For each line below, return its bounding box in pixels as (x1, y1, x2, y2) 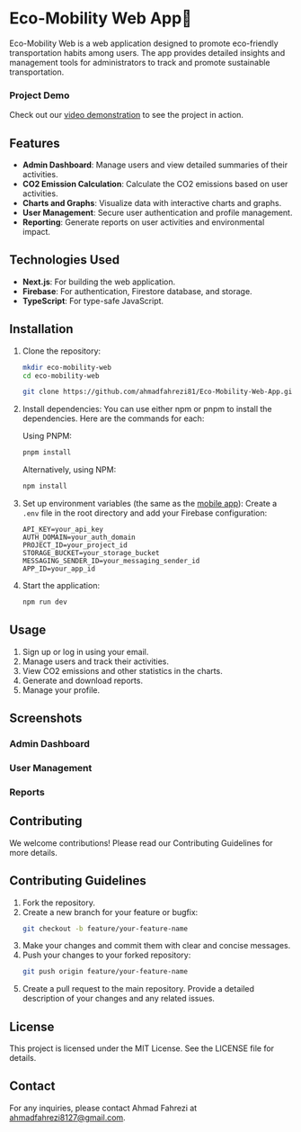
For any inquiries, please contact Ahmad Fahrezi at (9, 1102, 198, 1113)
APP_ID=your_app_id (22, 564, 96, 574)
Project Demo (9, 89, 70, 102)
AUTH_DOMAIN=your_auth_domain (22, 533, 137, 543)
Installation (9, 321, 74, 337)
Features (9, 135, 60, 151)
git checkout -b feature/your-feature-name (22, 924, 189, 933)
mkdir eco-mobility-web (22, 363, 112, 372)
